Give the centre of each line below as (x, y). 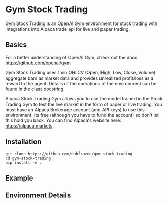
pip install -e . (24, 162)
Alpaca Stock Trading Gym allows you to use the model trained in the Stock (84, 98)
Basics (16, 45)
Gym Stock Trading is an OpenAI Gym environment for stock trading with (81, 23)
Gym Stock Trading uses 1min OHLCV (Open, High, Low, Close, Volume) (80, 72)
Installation (23, 142)
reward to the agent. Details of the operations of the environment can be (81, 83)
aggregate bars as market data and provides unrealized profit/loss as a (79, 78)
